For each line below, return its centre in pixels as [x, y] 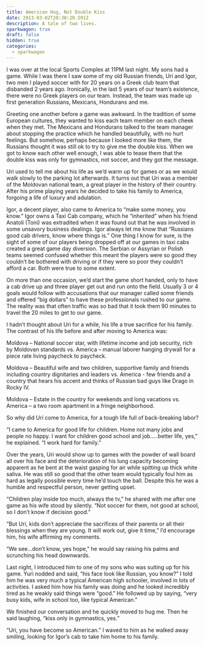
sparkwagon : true [28, 29]
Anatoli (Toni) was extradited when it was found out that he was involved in [101, 222]
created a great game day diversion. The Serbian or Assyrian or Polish [95, 248]
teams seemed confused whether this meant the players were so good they [102, 255]
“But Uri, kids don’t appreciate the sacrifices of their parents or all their [95, 524]
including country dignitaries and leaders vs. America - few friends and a [99, 374]
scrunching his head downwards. [48, 555]
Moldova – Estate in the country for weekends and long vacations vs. [93, 399]
